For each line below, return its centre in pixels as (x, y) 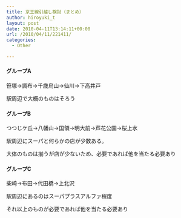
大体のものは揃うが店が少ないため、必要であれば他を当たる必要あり (91, 154)
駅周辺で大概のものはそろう (41, 99)
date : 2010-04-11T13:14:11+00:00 (48, 29)
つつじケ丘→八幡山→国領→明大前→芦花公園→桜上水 (72, 128)
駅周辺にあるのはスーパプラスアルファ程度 (59, 196)
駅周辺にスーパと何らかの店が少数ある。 (57, 141)
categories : (21, 40)
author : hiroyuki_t (31, 18)
